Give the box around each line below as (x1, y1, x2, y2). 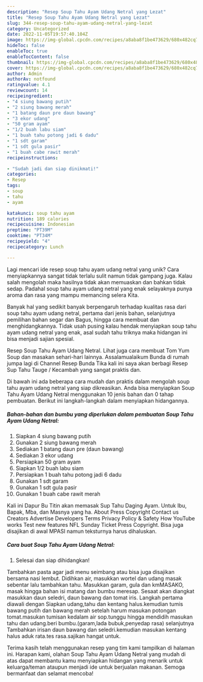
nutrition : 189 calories (7, 215, 69, 222)
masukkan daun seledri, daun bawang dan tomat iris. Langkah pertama (7, 594, 183, 601)
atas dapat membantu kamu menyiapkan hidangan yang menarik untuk (7, 657, 183, 664)
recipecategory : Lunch (7, 244, 64, 250)
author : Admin (7, 71, 43, 77)
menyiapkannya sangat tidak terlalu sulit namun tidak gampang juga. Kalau (7, 272, 192, 279)
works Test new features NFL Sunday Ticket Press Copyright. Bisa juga (7, 521, 184, 528)
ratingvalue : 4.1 (7, 82, 51, 88)
